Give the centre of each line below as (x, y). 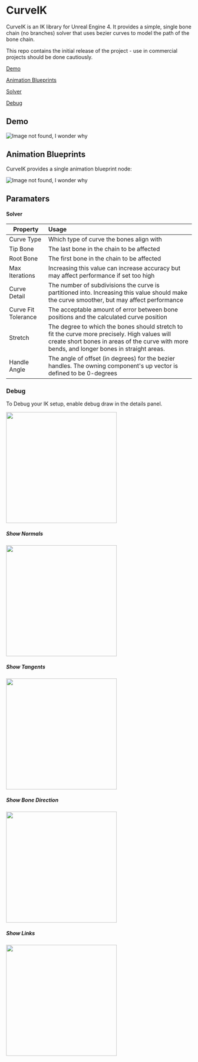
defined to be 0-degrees (83, 374)
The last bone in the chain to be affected (104, 249)
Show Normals (24, 534)
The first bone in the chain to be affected (105, 259)
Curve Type (25, 239)
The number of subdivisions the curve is (104, 285)
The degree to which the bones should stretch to (115, 327)
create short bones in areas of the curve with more (118, 342)
